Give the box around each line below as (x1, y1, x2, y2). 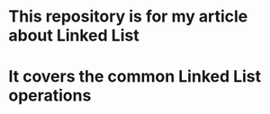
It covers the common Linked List (8, 66, 262, 87)
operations (8, 85, 92, 106)
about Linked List (8, 25, 140, 46)
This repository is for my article (8, 6, 248, 27)
